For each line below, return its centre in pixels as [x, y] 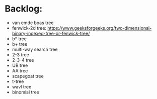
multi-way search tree [35, 49]
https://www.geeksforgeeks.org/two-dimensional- [99, 28]
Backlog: [24, 9]
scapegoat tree [28, 76]
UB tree [20, 65]
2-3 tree [21, 55]
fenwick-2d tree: [29, 28]
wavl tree [22, 86]
